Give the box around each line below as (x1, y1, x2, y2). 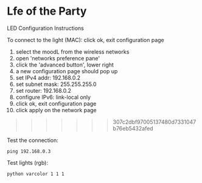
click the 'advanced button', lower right (15, 61, 114, 68)
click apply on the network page (15, 106, 97, 113)
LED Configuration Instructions (7, 24, 84, 32)
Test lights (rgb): (7, 159, 48, 166)
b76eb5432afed (113, 124, 154, 132)
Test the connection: (7, 136, 58, 144)
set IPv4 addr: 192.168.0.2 (15, 74, 81, 81)
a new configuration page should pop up (15, 67, 118, 74)
